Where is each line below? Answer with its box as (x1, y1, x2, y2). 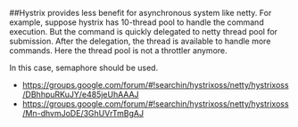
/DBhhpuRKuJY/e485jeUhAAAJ (21, 89, 140, 99)
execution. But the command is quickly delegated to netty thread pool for (9, 27, 278, 36)
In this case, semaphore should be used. (9, 62, 159, 73)
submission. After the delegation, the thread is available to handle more (9, 36, 271, 46)
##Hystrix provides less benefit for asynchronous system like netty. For (9, 8, 272, 18)
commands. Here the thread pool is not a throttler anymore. (9, 45, 228, 56)
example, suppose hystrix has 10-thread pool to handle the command (9, 17, 265, 28)
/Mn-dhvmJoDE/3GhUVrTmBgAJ (21, 108, 145, 118)
